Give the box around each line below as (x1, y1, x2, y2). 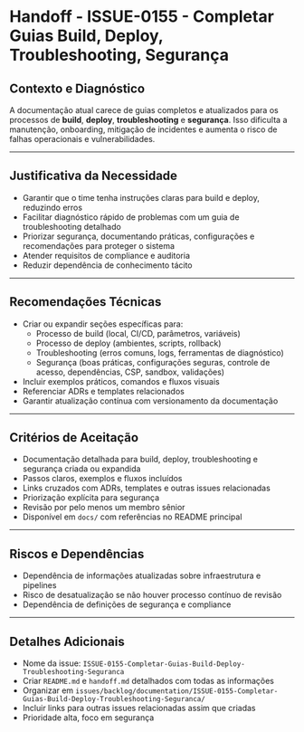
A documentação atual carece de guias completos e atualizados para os (9, 105, 279, 115)
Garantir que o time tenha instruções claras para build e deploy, (22, 192, 261, 203)
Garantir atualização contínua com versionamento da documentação (22, 395, 279, 406)
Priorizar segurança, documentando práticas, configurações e (22, 231, 255, 242)
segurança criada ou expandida (22, 463, 141, 474)
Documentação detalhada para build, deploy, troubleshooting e (22, 454, 258, 465)
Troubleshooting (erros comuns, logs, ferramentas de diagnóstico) (35, 347, 285, 358)
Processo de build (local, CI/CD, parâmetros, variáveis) (35, 328, 242, 338)
